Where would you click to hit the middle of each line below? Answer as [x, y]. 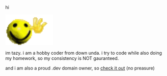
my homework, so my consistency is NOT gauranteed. [62, 58]
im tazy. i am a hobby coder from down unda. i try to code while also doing [83, 53]
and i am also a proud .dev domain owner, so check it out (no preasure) [80, 68]
